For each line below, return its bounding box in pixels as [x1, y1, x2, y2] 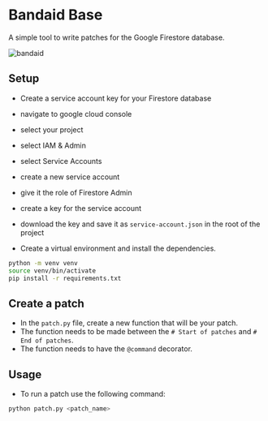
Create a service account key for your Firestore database [19, 93, 212, 103]
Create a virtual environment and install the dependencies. [19, 243, 217, 253]
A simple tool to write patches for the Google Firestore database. [8, 32, 225, 42]
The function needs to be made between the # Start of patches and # [19, 327, 257, 337]
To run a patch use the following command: [19, 389, 166, 398]
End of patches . [19, 335, 75, 346]
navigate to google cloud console [19, 109, 132, 118]
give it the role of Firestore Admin [19, 187, 132, 197]
